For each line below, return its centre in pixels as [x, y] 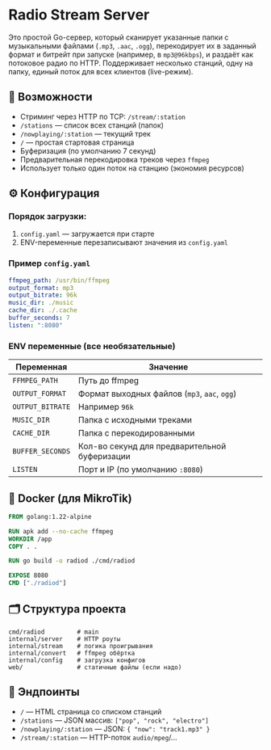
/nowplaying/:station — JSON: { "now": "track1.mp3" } [115, 728]
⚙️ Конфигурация [54, 194]
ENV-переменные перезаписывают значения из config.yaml [124, 242]
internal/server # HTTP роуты [65, 639]
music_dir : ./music [41, 303]
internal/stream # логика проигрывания [81, 646]
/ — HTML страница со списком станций [91, 711]
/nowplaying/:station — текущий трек [85, 133]
